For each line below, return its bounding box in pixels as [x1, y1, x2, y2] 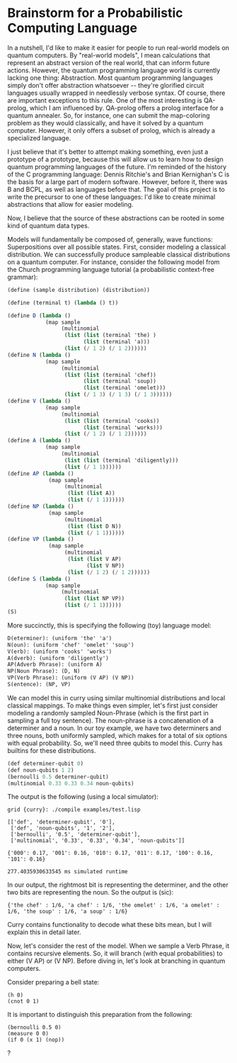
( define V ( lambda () [7, 398, 71, 405]
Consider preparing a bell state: [7, 978, 100, 987]
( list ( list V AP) [67, 556, 122, 563]
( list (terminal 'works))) [83, 424, 163, 431]
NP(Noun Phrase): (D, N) [7, 668, 81, 675]
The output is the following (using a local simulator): [7, 792, 159, 801]
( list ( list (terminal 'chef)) [64, 371, 157, 378]
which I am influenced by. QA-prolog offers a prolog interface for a [29, 103, 224, 112]
